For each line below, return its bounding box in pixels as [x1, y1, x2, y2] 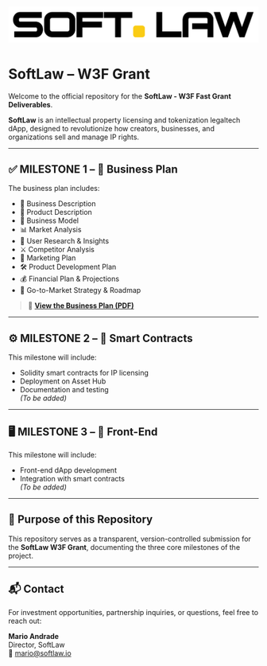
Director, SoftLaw [8, 640, 65, 649]
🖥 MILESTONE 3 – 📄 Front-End [8, 425, 158, 438]
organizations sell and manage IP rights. [8, 132, 140, 142]
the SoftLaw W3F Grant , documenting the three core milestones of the [8, 542, 241, 551]
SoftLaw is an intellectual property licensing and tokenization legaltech [8, 115, 241, 125]
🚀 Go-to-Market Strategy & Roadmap [19, 286, 141, 295]
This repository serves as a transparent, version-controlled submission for [8, 534, 252, 543]
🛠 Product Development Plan [19, 262, 117, 272]
